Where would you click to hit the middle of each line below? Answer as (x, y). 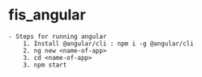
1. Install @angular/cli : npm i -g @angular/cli (109, 43)
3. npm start (45, 65)
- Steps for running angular (58, 36)
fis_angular (47, 15)
